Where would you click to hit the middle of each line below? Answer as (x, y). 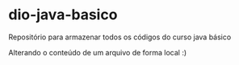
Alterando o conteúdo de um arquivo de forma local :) (98, 52)
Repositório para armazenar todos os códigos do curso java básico (120, 37)
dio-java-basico (63, 15)
